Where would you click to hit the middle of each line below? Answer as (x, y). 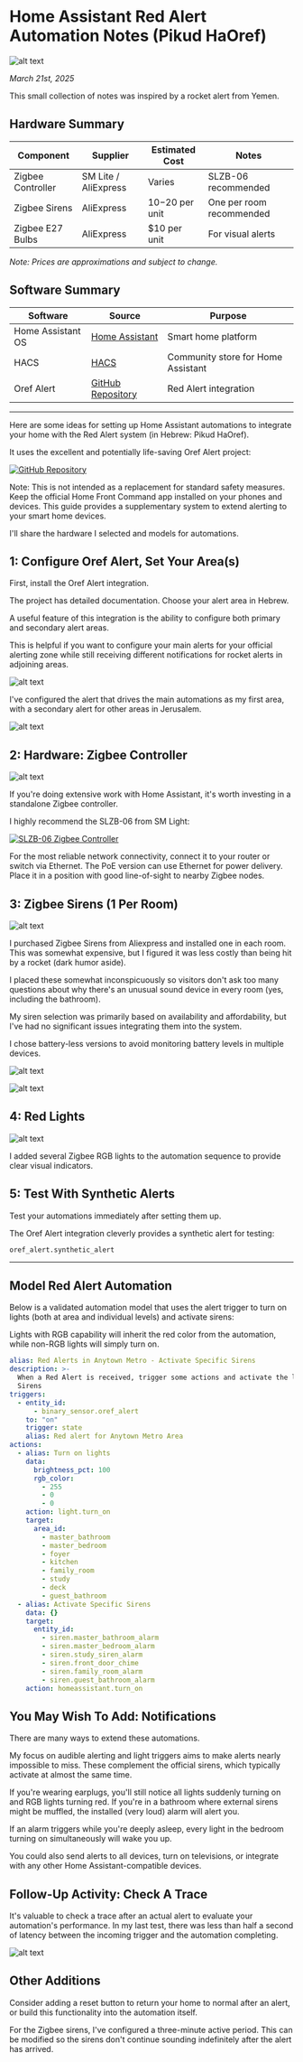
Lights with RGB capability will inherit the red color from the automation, (143, 1335)
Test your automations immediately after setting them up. (115, 1216)
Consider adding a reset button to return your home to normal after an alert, (150, 2002)
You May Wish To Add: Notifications (113, 1717)
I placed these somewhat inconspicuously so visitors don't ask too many (144, 980)
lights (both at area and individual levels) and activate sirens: (122, 1317)
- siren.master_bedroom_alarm (98, 1647)
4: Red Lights (47, 1117)
